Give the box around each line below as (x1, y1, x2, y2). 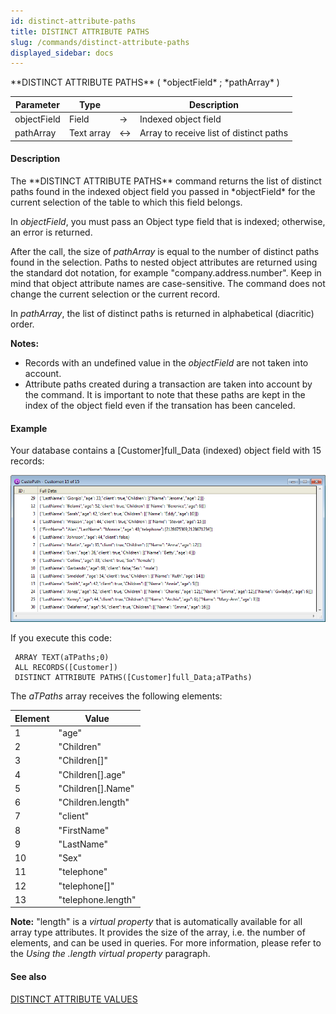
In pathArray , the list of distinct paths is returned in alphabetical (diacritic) (10, 307, 315, 319)
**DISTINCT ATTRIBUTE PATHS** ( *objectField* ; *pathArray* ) (10, 76, 280, 89)
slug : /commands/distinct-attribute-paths (10, 37, 190, 47)
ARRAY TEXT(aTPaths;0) (14, 653, 110, 663)
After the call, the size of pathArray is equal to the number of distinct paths (10, 245, 320, 257)
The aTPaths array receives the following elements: (10, 690, 223, 702)
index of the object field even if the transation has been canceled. (24, 399, 296, 411)
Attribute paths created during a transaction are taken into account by (24, 378, 313, 390)
